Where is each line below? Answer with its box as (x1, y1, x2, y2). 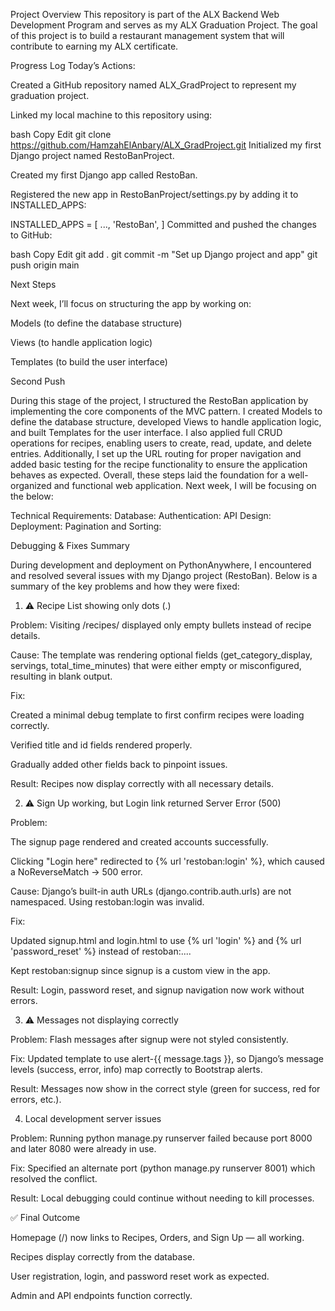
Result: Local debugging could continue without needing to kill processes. (10, 1192, 315, 1204)
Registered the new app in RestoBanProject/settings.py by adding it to (10, 189, 299, 200)
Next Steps (10, 279, 57, 290)
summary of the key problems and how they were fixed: (10, 580, 240, 592)
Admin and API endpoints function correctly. (10, 1290, 193, 1301)
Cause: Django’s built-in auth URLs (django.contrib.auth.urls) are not (10, 885, 292, 897)
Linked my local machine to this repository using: (10, 109, 213, 121)
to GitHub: (10, 229, 53, 241)
